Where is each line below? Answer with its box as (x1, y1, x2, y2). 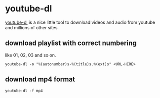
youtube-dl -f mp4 (5, 88, 43, 93)
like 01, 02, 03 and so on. (5, 52, 56, 58)
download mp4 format (5, 75, 76, 84)
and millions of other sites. (5, 24, 59, 30)
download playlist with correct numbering (5, 39, 137, 48)
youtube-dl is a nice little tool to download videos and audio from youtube (5, 19, 156, 25)
